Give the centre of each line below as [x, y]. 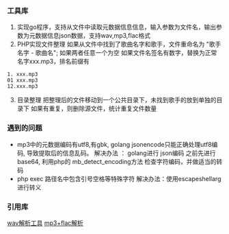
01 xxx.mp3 [23, 80]
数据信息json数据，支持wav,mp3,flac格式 [93, 36]
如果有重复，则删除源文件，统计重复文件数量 [94, 108]
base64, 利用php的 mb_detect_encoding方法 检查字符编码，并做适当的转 [120, 161]
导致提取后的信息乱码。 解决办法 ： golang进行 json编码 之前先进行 [121, 153]
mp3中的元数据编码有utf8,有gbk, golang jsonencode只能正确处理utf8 [114, 144]
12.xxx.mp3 [23, 86]
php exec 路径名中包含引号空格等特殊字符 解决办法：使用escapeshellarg [119, 178]
